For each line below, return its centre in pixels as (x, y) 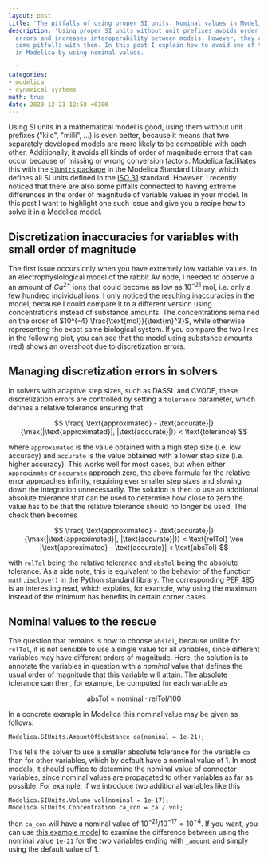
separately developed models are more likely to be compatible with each (128, 144)
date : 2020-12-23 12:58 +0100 (59, 105)
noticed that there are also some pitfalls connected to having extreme (122, 186)
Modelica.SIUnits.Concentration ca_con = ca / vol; (96, 808)
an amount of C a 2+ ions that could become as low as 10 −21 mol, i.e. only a (130, 286)
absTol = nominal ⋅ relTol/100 (134, 698)
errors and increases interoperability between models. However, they (135, 38)
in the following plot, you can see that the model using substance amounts (130, 338)
